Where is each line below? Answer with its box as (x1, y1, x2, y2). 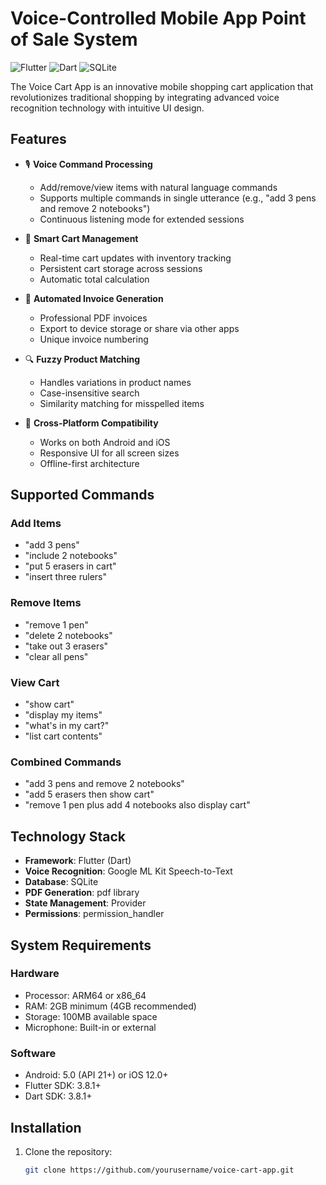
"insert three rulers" (24, 571, 107, 583)
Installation (10, 1119, 82, 1136)
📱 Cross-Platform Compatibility (24, 417, 159, 429)
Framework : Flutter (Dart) (24, 855, 132, 867)
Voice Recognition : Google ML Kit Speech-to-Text (24, 865, 233, 877)
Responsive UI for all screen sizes (39, 447, 180, 459)
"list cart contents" (24, 730, 103, 742)
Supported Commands (10, 487, 155, 504)
